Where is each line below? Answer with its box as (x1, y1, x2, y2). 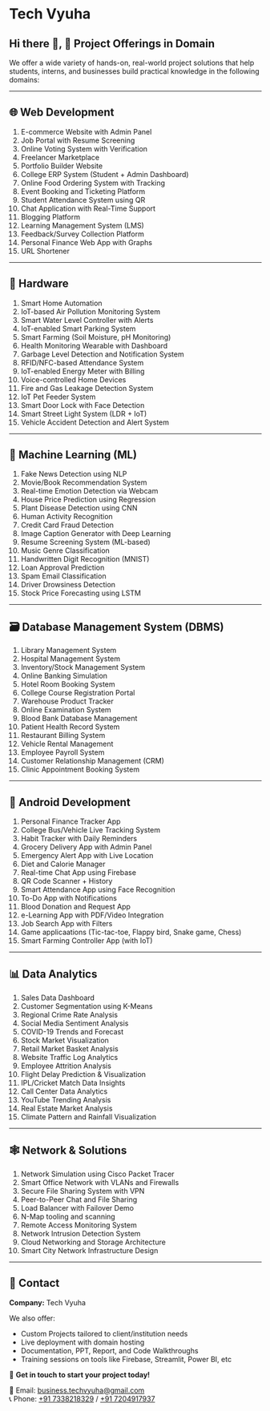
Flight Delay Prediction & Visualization (20, 1069, 147, 1078)
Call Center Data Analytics (20, 1086, 108, 1096)
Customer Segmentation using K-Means (20, 1001, 153, 1010)
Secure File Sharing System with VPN (20, 1186, 145, 1195)
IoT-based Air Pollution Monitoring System (20, 306, 161, 316)
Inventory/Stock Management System (20, 663, 146, 672)
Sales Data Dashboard (20, 993, 95, 1002)
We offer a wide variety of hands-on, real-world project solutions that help (9, 58, 255, 67)
